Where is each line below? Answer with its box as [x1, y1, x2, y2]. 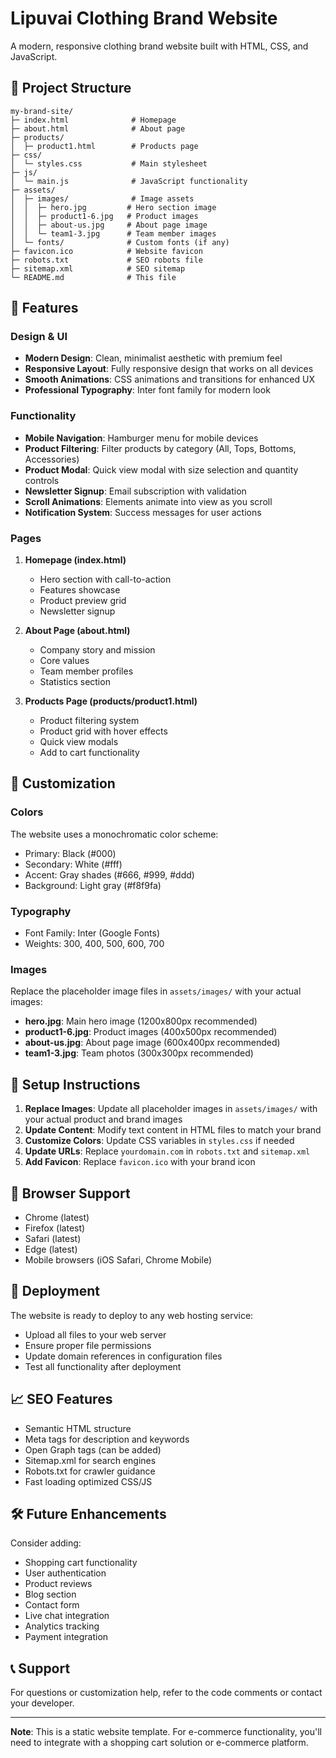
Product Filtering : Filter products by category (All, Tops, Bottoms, [24, 442, 297, 454]
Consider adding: [10, 1537, 82, 1549]
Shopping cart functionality [24, 1557, 138, 1569]
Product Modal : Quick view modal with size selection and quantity [24, 463, 299, 476]
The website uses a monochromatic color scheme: [10, 828, 219, 840]
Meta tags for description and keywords [24, 1433, 190, 1445]
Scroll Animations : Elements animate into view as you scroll [24, 495, 273, 507]
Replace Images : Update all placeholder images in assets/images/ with [24, 1103, 318, 1115]
